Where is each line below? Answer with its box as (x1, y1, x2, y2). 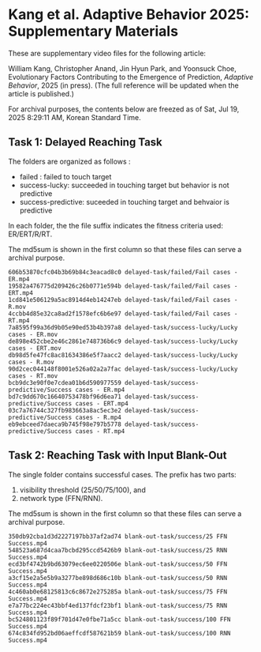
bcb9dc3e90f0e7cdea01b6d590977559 (8, 379, 122, 386)
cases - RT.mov (8, 371, 58, 380)
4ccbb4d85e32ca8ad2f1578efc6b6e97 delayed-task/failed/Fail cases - (8, 310, 238, 318)
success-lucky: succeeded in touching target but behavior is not (19, 180, 230, 190)
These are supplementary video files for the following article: (8, 48, 207, 58)
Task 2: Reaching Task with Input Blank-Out (8, 449, 227, 462)
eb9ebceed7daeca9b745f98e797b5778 (8, 420, 122, 428)
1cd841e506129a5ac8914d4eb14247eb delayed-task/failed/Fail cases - (8, 296, 238, 303)
